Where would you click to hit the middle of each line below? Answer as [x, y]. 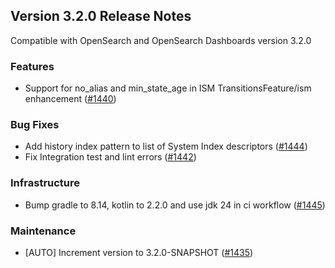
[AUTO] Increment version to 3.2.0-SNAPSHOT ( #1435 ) [139, 252]
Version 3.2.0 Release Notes [101, 16]
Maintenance [43, 231]
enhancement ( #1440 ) [70, 99]
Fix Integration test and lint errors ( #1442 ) [110, 157]
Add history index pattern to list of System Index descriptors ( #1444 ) [166, 146]
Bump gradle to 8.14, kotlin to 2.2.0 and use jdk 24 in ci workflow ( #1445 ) [175, 205]
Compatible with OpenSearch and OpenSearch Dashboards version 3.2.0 [161, 40]
